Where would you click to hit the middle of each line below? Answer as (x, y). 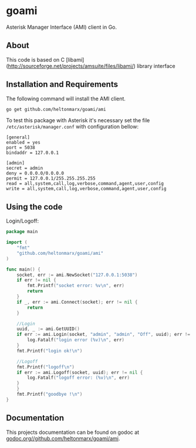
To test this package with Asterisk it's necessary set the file (78, 120)
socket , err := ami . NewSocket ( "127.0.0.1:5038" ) (77, 275)
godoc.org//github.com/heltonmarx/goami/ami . (63, 438)
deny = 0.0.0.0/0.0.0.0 (35, 174)
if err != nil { (37, 280)
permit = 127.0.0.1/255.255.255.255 (51, 178)
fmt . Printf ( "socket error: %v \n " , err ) (76, 286)
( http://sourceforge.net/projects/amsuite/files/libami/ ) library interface (91, 66)
